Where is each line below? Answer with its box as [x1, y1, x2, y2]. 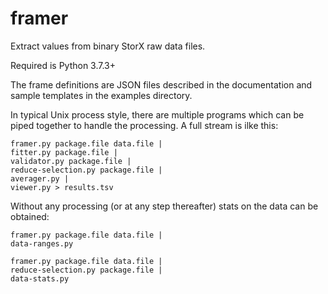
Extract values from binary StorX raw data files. [10, 40, 206, 52]
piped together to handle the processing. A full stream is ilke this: [10, 119, 279, 131]
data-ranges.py [10, 238, 74, 249]
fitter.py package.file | [10, 147, 118, 157]
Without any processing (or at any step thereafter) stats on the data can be [10, 200, 319, 212]
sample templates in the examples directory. [10, 89, 193, 101]
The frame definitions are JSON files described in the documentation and [10, 78, 313, 91]
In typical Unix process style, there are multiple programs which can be [10, 108, 305, 121]
